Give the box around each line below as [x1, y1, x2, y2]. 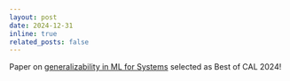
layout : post [9, 12, 58, 22]
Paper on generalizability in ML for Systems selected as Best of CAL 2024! [9, 62, 282, 72]
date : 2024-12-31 [9, 21, 74, 30]
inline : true [9, 29, 58, 38]
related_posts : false [9, 37, 90, 47]
